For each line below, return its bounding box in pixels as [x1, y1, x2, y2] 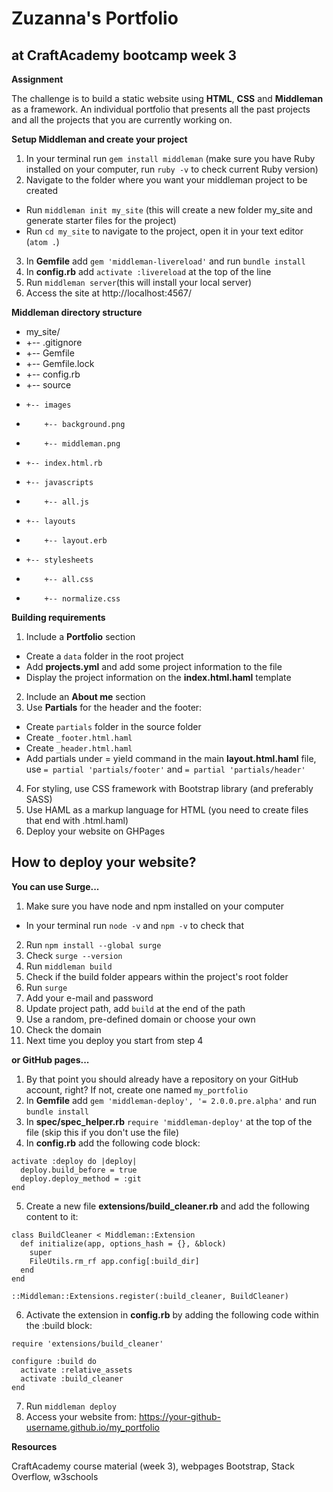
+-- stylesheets [25, 555, 94, 565]
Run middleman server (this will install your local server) [25, 277, 253, 288]
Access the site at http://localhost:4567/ [25, 287, 192, 299]
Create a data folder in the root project [25, 650, 184, 662]
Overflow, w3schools [11, 1470, 99, 1482]
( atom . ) [25, 236, 60, 247]
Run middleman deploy [25, 1400, 117, 1412]
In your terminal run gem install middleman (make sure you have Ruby [25, 153, 316, 164]
